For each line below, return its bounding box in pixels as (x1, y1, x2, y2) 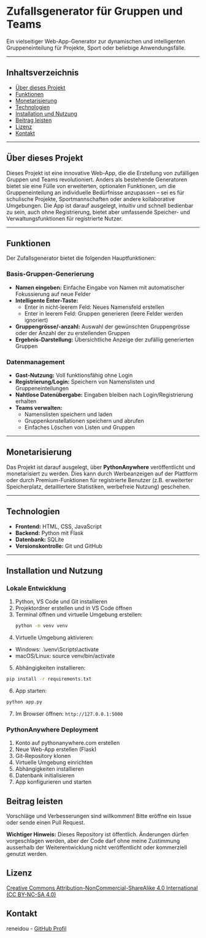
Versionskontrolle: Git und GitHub (15, 542, 103, 550)
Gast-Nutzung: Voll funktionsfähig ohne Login (15, 371, 133, 379)
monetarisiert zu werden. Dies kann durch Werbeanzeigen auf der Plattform (6, 470, 198, 477)
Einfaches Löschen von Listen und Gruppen (24, 423, 135, 431)
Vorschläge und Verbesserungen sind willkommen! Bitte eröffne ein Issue (6, 812, 192, 820)
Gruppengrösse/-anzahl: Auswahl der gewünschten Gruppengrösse (15, 323, 190, 330)
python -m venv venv (15, 623, 68, 629)
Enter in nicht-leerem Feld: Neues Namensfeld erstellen (24, 303, 164, 311)
